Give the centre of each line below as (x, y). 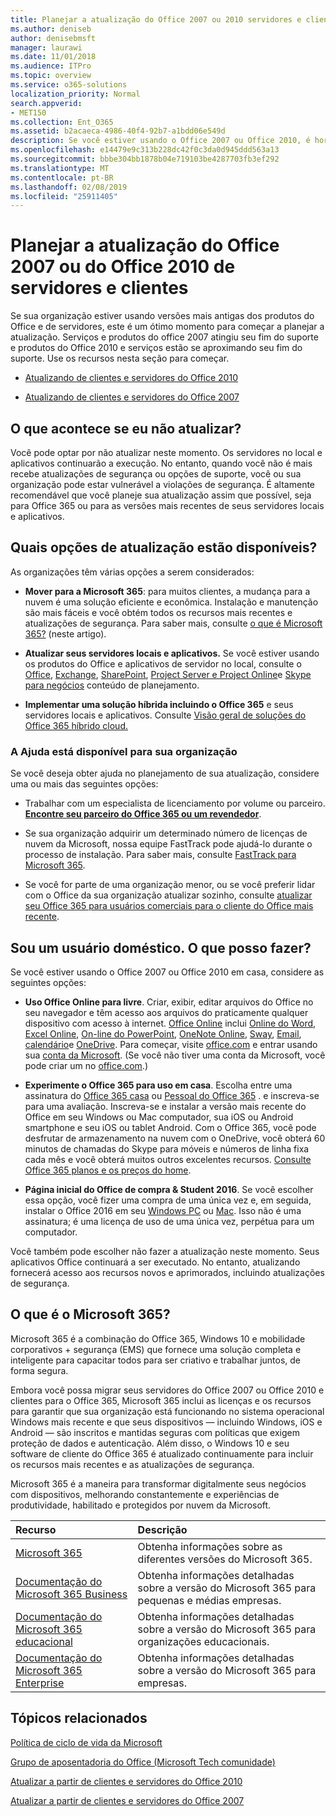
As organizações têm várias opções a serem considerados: (132, 572)
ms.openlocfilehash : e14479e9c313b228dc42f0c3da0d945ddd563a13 (145, 150)
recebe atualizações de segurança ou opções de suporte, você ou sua (156, 474)
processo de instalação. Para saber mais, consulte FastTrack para (160, 855)
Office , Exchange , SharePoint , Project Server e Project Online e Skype (168, 674)
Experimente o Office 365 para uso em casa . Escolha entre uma (158, 1085)
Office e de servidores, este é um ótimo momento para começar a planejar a (167, 327)
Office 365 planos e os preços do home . (108, 1170)
